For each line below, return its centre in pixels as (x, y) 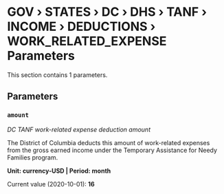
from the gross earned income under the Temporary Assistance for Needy (112, 150)
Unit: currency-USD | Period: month (59, 171)
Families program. (33, 157)
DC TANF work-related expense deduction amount (79, 129)
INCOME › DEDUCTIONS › (81, 26)
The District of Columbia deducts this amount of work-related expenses (109, 142)
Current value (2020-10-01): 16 (51, 184)
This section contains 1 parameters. (57, 75)
